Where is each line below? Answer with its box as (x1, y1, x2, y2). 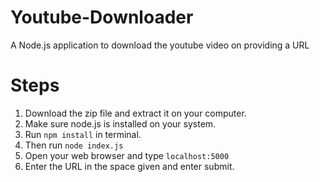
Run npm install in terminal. (24, 128, 142, 140)
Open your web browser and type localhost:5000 (24, 149, 230, 161)
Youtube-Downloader (10, 6, 194, 29)
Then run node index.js (24, 139, 124, 151)
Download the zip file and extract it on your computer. (24, 107, 247, 119)
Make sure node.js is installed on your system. (24, 117, 217, 130)
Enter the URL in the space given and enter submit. (24, 160, 235, 172)
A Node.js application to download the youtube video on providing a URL (10, 39, 310, 51)
